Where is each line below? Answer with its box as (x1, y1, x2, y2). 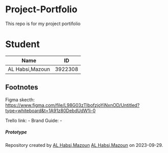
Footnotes (5, 83, 38, 92)
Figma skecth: (5, 96, 35, 103)
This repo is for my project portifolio (5, 20, 80, 27)
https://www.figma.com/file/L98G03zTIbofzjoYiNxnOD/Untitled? (5, 102, 140, 108)
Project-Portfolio (5, 4, 78, 15)
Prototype (5, 129, 27, 135)
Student (5, 38, 40, 50)
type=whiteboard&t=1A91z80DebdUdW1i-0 (5, 107, 96, 114)
